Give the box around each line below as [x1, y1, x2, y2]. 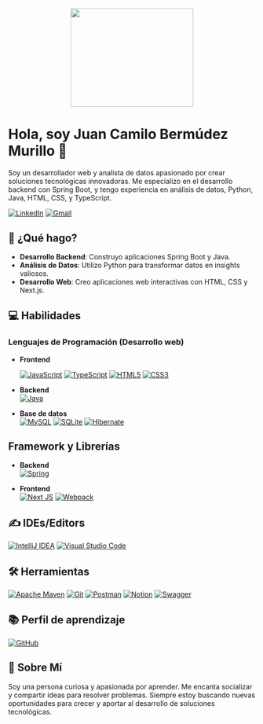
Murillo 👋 [8, 142, 68, 160]
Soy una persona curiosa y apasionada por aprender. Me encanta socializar [8, 682, 253, 691]
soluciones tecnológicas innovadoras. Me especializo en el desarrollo [8, 177, 233, 186]
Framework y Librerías [8, 440, 120, 454]
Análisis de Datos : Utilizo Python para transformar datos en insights [19, 260, 241, 270]
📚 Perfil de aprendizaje [8, 613, 126, 627]
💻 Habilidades [8, 309, 81, 322]
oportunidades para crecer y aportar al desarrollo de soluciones [8, 698, 215, 707]
